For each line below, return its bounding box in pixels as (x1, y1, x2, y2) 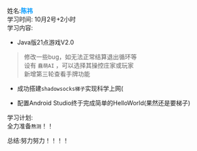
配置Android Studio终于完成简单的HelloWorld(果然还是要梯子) (16, 99, 191, 107)
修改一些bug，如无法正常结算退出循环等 (23, 53, 137, 61)
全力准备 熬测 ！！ (7, 122, 53, 130)
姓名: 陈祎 (7, 7, 34, 14)
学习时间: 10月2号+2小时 (7, 15, 77, 23)
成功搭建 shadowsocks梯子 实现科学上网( (16, 85, 124, 92)
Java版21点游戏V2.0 (16, 38, 75, 46)
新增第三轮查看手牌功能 (23, 70, 90, 78)
